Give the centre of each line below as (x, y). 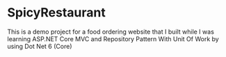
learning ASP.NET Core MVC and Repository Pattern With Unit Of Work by (113, 38)
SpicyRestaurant (56, 13)
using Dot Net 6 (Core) (40, 46)
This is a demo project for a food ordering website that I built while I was (111, 32)
